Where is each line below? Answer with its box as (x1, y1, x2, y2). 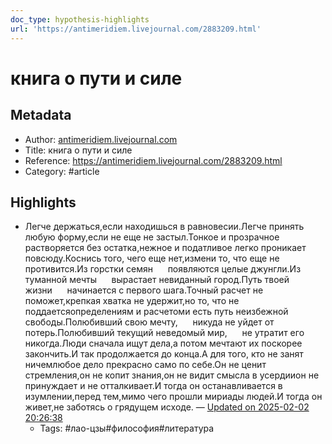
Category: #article (24, 165, 100, 177)
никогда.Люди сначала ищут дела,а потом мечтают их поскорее (24, 337, 303, 350)
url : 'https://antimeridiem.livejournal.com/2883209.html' (10, 24, 262, 34)
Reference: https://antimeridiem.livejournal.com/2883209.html (24, 154, 283, 166)
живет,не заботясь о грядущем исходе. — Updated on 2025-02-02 (24, 401, 310, 413)
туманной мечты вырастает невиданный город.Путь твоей (24, 274, 290, 286)
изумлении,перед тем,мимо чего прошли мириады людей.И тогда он (24, 391, 323, 403)
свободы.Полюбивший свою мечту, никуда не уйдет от (24, 316, 275, 328)
